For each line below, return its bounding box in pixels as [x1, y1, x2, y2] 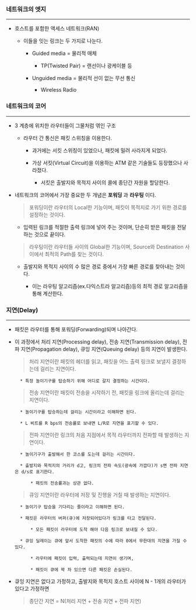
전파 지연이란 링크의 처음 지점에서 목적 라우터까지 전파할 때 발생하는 [29, 431, 184, 438]
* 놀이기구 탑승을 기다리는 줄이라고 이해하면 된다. [20, 504, 125, 510]
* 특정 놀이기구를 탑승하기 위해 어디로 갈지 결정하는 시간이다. [20, 378, 150, 384]
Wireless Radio [40, 86, 77, 93]
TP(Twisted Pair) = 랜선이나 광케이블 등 [40, 63, 132, 70]
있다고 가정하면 [14, 585, 50, 592]
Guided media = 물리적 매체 [32, 50, 97, 57]
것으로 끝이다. [34, 231, 66, 238]
